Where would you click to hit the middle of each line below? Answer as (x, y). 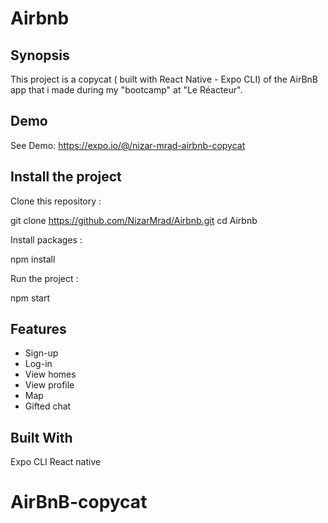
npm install (33, 259)
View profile (49, 385)
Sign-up (41, 353)
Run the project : (44, 278)
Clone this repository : (56, 201)
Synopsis (40, 55)
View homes (50, 374)
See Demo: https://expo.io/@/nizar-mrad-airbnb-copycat (128, 145)
